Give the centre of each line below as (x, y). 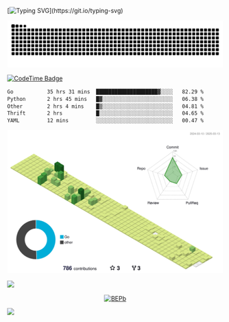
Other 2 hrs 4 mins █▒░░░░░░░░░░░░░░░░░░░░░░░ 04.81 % (106, 106)
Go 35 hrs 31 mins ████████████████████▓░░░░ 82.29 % (106, 92)
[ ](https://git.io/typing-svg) (65, 11)
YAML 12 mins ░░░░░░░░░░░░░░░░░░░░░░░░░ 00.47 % (106, 121)
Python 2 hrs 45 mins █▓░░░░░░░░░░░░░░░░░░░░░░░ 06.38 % (106, 99)
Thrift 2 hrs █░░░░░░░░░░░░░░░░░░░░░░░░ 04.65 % (106, 113)
